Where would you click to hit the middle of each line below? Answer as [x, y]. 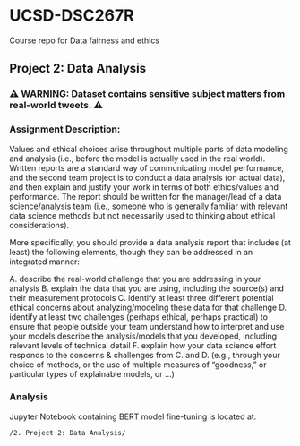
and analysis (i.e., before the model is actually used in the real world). [137, 159]
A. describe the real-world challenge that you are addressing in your [135, 279]
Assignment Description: [65, 129]
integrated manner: [45, 262]
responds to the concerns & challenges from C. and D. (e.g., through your [145, 355]
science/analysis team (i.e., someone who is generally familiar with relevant [149, 206]
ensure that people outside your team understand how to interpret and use [147, 326]
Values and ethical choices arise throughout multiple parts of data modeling [149, 149]
